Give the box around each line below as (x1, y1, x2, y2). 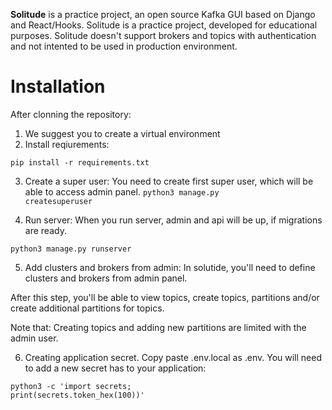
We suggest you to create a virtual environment (24, 127, 221, 139)
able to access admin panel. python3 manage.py (24, 185, 220, 198)
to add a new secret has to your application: (24, 362, 207, 374)
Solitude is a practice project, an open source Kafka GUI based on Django (10, 9, 316, 20)
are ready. (24, 224, 67, 236)
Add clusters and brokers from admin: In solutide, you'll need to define (24, 261, 316, 273)
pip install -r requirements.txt (10, 157, 150, 168)
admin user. (10, 332, 59, 344)
